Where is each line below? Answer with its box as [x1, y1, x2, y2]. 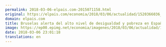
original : [5, 12, 26, 17]
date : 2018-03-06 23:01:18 [5, 30, 61, 35]
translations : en [5, 35, 41, 40]
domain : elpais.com [5, 16, 45, 21]
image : [5, 25, 19, 30]
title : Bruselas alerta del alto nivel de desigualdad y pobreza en [5, 21, 149, 26]
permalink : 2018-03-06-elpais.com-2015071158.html [5, 7, 112, 12]
